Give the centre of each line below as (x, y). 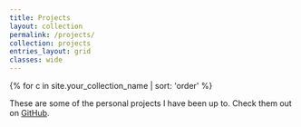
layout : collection (46, 26)
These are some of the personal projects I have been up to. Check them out (150, 103)
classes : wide (36, 60)
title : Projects (40, 18)
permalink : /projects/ (52, 34)
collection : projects (50, 43)
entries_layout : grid (50, 52)
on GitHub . (29, 113)
